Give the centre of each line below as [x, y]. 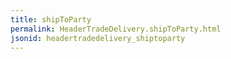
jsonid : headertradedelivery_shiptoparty [98, 38]
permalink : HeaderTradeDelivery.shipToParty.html [116, 29]
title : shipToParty [51, 19]
